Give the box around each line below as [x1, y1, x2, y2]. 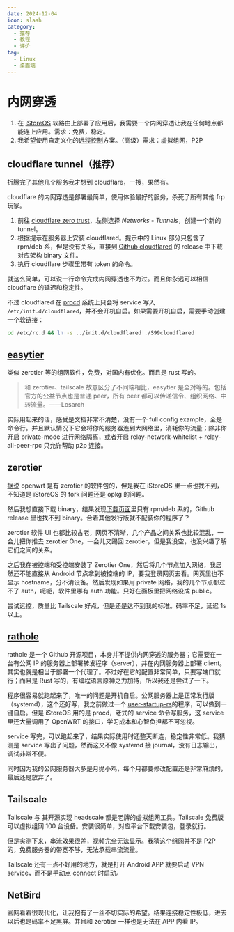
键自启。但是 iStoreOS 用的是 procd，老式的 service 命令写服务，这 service [7, 708, 224, 717]
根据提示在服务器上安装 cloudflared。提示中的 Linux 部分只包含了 [17, 234, 205, 242]
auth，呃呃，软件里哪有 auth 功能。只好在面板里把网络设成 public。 [20, 587, 216, 595]
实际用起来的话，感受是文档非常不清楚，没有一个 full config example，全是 [7, 415, 223, 424]
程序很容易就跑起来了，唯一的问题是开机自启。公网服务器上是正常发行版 [7, 691, 214, 699]
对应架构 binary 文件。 [17, 251, 82, 260]
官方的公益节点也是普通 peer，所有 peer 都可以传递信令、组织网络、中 [24, 391, 227, 401]
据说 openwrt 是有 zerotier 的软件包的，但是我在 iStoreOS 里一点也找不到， [7, 481, 224, 490]
